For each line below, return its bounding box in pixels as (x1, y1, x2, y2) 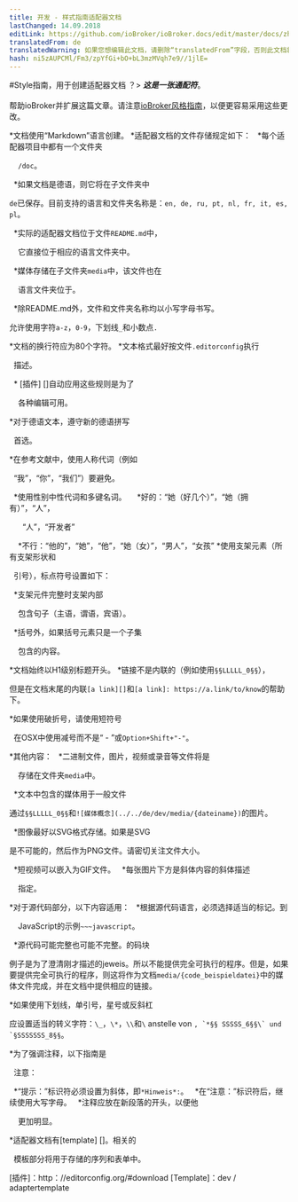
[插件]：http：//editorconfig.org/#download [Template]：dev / (9, 1173, 237, 1182)
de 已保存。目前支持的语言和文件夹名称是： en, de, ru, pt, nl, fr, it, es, (9, 198, 288, 208)
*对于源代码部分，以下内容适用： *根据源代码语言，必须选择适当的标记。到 (9, 902, 288, 912)
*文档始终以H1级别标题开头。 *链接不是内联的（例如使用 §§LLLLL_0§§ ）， (9, 664, 271, 675)
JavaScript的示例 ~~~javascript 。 (17, 921, 140, 931)
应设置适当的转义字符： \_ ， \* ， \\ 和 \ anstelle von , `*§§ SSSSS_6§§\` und (9, 1018, 282, 1029)
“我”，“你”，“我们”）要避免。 (12, 473, 120, 483)
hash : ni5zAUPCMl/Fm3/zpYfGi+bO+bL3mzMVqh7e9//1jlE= (9, 54, 208, 63)
